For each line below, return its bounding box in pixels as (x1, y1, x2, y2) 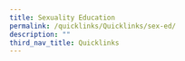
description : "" (9, 30, 71, 39)
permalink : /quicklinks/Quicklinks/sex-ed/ (9, 22, 177, 30)
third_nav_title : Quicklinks (9, 38, 120, 48)
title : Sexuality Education (9, 13, 116, 22)
